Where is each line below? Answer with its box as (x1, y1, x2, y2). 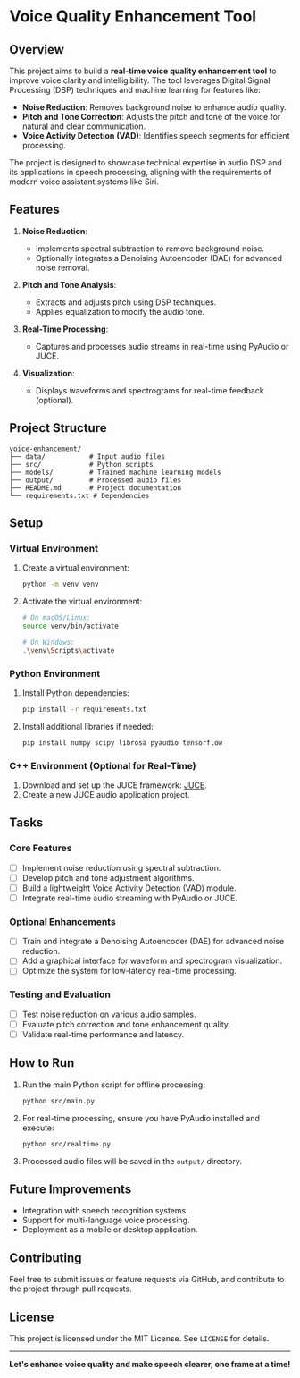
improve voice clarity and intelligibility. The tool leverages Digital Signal (9, 75, 271, 86)
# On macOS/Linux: (21, 613, 91, 622)
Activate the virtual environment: (21, 596, 143, 607)
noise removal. (35, 262, 90, 273)
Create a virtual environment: (21, 562, 129, 573)
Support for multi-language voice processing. (21, 1214, 190, 1226)
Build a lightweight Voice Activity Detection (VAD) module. (21, 883, 237, 893)
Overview (9, 42, 65, 57)
